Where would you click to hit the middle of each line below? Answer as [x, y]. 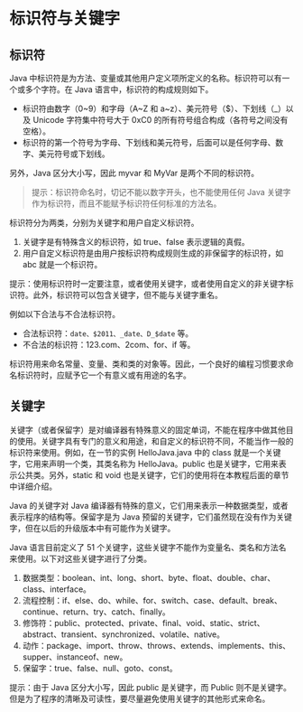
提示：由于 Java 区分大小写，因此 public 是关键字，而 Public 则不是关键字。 [150, 687]
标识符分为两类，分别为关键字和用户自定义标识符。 [104, 223]
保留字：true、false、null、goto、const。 [100, 668]
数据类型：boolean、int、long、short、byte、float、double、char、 [149, 577]
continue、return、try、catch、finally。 [96, 612]
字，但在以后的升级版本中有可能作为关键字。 [92, 528]
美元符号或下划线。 [74, 154]
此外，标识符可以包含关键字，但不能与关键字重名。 [128, 295]
